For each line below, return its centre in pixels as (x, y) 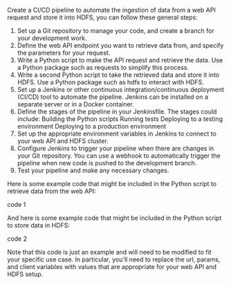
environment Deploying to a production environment (92, 126)
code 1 (17, 204)
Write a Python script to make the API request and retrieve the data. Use (120, 60)
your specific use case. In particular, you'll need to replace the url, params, (114, 259)
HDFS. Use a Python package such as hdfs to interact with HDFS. (110, 82)
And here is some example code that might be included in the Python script (114, 218)
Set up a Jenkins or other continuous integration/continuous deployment (121, 90)
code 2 (17, 239)
